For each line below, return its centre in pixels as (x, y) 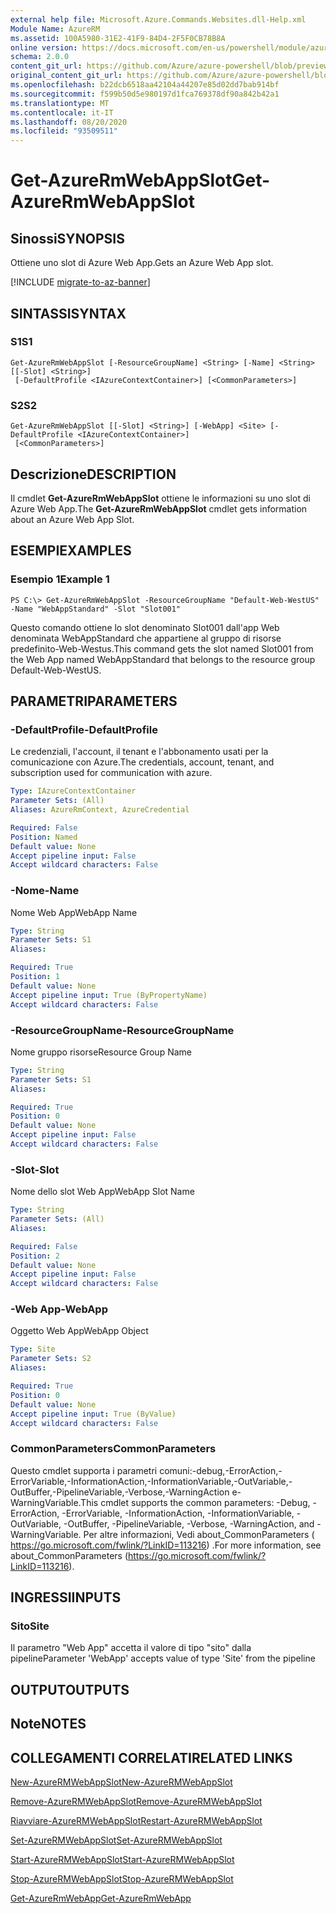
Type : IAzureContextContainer (73, 791)
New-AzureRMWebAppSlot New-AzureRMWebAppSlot (121, 1782)
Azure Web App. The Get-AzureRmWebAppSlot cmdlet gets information (159, 508)
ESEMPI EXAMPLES (71, 551)
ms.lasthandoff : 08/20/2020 (69, 122)
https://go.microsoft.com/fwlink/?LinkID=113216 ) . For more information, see (166, 1545)
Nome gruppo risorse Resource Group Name (101, 1052)
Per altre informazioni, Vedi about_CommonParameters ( (199, 1534)
